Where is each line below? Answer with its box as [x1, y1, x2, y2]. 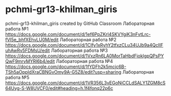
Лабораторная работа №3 [50, 47, 108, 53]
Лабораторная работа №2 [60, 37, 117, 43]
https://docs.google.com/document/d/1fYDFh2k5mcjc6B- [5, 63, 126, 70]
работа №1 [5, 25, 29, 31]
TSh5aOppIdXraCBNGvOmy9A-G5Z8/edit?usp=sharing [5, 69, 122, 75]
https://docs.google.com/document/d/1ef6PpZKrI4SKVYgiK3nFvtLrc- [5, 31, 151, 37]
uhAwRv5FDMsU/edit [5, 47, 50, 53]
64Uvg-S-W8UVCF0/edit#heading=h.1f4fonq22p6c [5, 85, 113, 91]
